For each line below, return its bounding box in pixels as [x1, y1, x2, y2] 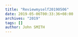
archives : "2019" [5, 16, 41, 21]
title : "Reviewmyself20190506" [5, 7, 69, 12]
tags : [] [5, 20, 23, 25]
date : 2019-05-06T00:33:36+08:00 [5, 12, 74, 16]
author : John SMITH [5, 25, 45, 30]
